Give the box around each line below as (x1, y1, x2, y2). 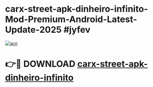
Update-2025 (5, 24, 62, 35)
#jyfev (63, 24, 90, 35)
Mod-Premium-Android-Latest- (5, 14, 137, 25)
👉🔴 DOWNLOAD (5, 59, 76, 69)
